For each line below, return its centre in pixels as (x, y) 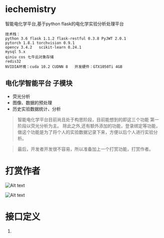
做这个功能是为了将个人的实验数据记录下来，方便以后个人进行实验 (85, 132)
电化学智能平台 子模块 (39, 83)
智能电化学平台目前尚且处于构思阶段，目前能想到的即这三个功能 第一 (88, 119)
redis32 (13, 61)
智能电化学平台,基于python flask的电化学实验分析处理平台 (64, 24)
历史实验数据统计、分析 (36, 109)
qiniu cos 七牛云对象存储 (29, 57)
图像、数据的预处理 (32, 102)
